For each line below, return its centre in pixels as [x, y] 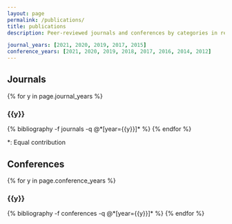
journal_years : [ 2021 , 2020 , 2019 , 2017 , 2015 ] [77, 45]
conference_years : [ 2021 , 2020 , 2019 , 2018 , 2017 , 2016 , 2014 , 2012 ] [109, 52]
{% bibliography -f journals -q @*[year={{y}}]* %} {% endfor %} [99, 129]
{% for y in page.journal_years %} [55, 96]
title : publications [37, 26]
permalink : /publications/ [46, 20]
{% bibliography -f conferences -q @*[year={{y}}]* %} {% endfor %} [106, 214]
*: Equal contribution [36, 143]
